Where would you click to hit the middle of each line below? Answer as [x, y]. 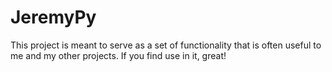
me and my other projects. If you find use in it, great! [118, 55]
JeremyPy [53, 17]
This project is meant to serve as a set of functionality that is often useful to [166, 45]
